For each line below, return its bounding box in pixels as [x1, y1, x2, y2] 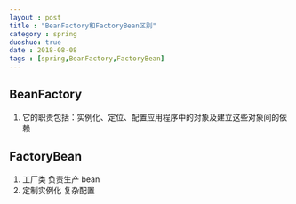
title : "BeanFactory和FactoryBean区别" [9, 21, 157, 30]
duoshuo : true [9, 37, 62, 47]
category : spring [9, 29, 77, 38]
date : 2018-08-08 [9, 46, 77, 55]
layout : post [9, 12, 62, 22]
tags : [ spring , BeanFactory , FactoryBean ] [9, 54, 165, 63]
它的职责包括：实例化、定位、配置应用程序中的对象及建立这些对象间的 [21, 112, 280, 122]
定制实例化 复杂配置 [21, 184, 95, 195]
